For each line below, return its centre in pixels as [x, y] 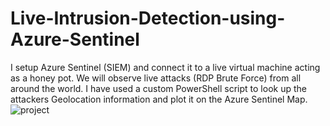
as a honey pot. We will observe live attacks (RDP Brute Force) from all [156, 78]
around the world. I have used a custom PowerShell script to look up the [158, 88]
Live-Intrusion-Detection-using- [148, 18]
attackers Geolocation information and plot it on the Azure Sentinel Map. [159, 99]
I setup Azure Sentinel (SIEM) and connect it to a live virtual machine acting [165, 67]
